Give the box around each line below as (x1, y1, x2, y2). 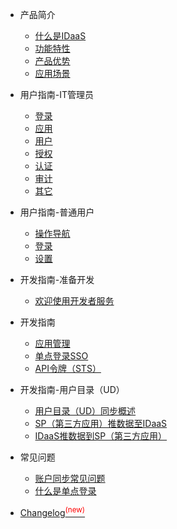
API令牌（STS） (34, 363, 102, 374)
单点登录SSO (34, 350, 89, 362)
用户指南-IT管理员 (19, 89, 95, 100)
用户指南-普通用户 (19, 206, 95, 218)
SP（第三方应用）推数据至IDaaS (34, 418, 168, 429)
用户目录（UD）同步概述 (34, 405, 137, 417)
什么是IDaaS (34, 30, 87, 42)
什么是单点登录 (34, 485, 97, 497)
